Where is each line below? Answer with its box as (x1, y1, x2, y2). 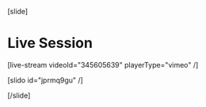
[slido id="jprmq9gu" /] (7, 75, 84, 85)
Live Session (7, 35, 93, 52)
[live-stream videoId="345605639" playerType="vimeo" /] (7, 60, 199, 69)
